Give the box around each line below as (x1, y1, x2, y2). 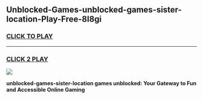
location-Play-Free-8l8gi (6, 14, 102, 25)
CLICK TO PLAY (6, 32, 53, 41)
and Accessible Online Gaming (6, 86, 85, 93)
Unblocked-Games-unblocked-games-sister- (6, 5, 182, 15)
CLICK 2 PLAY (6, 55, 48, 63)
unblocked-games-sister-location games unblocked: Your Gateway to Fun (6, 79, 197, 86)
